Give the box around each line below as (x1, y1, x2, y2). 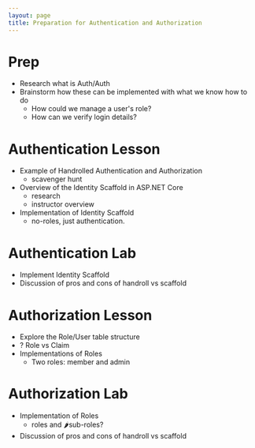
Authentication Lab (8, 244, 136, 262)
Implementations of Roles (19, 349, 102, 359)
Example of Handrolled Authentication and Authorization (19, 166, 203, 176)
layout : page (8, 11, 51, 20)
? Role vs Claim (19, 341, 69, 350)
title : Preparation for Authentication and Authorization (8, 19, 202, 27)
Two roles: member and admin (31, 357, 131, 367)
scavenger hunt (31, 174, 83, 184)
